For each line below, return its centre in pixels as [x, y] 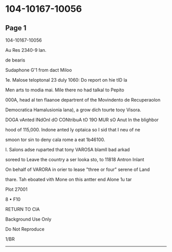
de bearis [15, 60]
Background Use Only [28, 219]
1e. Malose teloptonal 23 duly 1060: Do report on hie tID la [66, 80]
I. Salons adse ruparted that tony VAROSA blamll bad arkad [68, 150]
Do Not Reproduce [25, 229]
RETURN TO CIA [23, 209]
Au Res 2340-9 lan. [26, 50]
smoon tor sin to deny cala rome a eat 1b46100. [55, 140]
